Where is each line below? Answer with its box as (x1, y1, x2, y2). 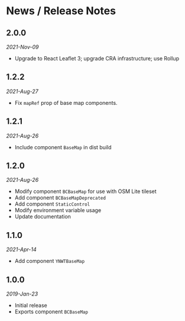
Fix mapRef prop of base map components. (14, 99, 118, 106)
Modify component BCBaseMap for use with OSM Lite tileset (14, 188, 157, 195)
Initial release (14, 302, 47, 309)
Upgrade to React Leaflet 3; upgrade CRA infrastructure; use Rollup (14, 55, 179, 62)
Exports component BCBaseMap (14, 308, 89, 315)
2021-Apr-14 (6, 246, 37, 253)
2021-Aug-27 (6, 88, 38, 95)
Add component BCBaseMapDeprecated (14, 194, 106, 201)
